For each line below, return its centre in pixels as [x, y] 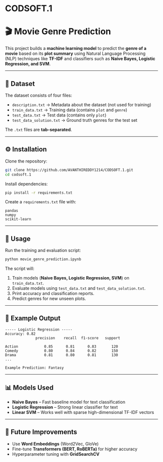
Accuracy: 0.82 [20, 334]
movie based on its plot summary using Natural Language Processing [75, 53]
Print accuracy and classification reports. [53, 294]
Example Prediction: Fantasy [34, 368]
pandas [12, 211]
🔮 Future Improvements [41, 432]
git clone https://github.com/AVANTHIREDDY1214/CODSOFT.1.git [69, 170]
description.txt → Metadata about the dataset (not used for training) [81, 104]
